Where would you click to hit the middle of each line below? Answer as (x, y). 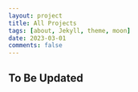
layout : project (35, 16)
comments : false (35, 46)
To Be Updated (46, 78)
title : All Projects (43, 23)
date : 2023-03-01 (37, 38)
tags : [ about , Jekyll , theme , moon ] (69, 30)
